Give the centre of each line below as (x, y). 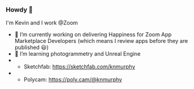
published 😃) (32, 47)
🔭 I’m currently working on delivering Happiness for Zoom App (93, 35)
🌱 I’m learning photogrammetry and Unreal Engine (77, 54)
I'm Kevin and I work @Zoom (42, 23)
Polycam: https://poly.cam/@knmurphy (73, 80)
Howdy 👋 (19, 10)
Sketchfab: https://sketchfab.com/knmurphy (79, 67)
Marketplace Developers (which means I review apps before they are (101, 41)
